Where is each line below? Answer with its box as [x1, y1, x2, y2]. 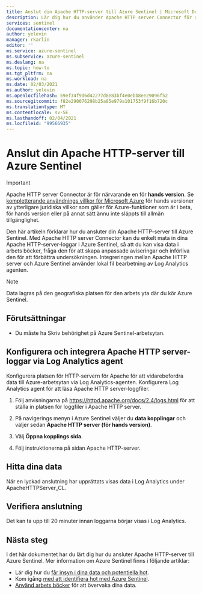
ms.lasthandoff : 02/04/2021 [6, 115, 77, 121]
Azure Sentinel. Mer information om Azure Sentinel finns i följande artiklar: [6, 557, 190, 565]
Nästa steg [6, 534, 48, 545]
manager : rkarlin [6, 37, 50, 43]
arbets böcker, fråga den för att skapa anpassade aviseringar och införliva [6, 247, 190, 254]
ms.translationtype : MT [6, 103, 66, 110]
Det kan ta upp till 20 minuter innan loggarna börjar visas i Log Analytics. [6, 518, 186, 525]
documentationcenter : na [6, 25, 69, 32]
